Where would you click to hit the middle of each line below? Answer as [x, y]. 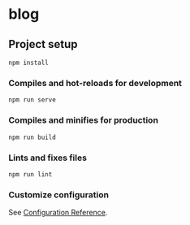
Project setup [43, 44]
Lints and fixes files [48, 158]
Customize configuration [59, 194]
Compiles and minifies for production [83, 120]
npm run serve [32, 100]
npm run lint [30, 174]
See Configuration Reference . [58, 213]
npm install [28, 63]
